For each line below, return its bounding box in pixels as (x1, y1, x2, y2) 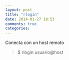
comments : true (5, 21, 37, 26)
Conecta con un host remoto (5, 39, 64, 45)
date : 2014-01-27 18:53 (5, 16, 55, 21)
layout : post (5, 7, 32, 12)
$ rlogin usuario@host (17, 49, 63, 55)
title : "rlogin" (5, 12, 39, 17)
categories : (5, 26, 30, 31)
